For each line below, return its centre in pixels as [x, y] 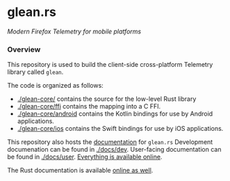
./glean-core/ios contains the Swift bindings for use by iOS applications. [120, 129]
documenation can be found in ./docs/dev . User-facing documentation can [114, 150]
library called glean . [35, 72]
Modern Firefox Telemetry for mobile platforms [74, 31]
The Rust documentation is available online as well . [80, 171]
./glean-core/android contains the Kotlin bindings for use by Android [115, 114]
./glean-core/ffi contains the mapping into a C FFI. [89, 107]
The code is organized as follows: [56, 86]
